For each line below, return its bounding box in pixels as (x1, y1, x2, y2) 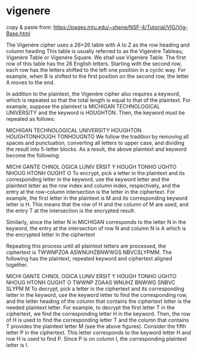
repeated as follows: (6, 115, 56, 122)
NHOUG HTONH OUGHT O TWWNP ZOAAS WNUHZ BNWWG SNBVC (6, 279, 176, 286)
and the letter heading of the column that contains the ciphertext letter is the (6, 298, 191, 305)
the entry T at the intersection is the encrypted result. (6, 207, 136, 214)
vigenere (6, 4, 51, 18)
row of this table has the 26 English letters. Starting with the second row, (6, 60, 182, 67)
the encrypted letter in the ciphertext (6, 231, 95, 238)
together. (6, 261, 28, 268)
